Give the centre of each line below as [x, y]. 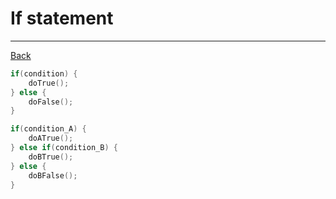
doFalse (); [51, 102]
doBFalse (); [53, 175]
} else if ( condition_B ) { [64, 148]
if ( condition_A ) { [48, 129]
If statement [62, 18]
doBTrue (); [51, 157]
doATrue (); [51, 138]
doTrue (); [49, 83]
